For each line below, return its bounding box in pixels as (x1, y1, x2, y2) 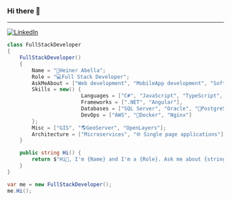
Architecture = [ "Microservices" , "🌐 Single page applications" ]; (32, 130, 227, 138)
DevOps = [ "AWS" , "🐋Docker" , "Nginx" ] (80, 111, 192, 119)
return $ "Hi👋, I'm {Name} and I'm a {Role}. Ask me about (32, 156, 201, 163)
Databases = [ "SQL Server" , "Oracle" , (80, 106, 192, 113)
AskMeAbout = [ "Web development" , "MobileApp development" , (32, 80, 208, 86)
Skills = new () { (32, 86, 81, 93)
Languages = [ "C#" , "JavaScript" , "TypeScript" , (80, 93, 223, 99)
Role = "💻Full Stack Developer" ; (32, 73, 130, 80)
